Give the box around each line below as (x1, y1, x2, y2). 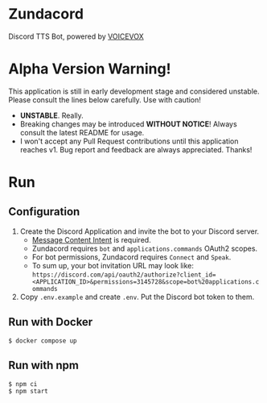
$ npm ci (8, 380, 38, 388)
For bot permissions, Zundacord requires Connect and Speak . (31, 251, 232, 262)
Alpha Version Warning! (8, 60, 171, 78)
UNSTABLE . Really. (19, 110, 84, 120)
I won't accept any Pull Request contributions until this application (19, 136, 239, 146)
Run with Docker (8, 315, 93, 329)
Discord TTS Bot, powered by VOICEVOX (8, 31, 145, 41)
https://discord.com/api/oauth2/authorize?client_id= (31, 271, 216, 279)
